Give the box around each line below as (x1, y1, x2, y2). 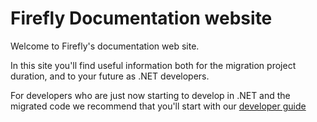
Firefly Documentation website (10, 7, 273, 30)
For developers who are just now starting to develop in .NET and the (10, 89, 291, 101)
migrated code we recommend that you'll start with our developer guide (10, 100, 307, 112)
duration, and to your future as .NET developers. (10, 70, 210, 82)
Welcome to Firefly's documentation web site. (10, 40, 200, 52)
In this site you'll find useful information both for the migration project (10, 59, 297, 71)
